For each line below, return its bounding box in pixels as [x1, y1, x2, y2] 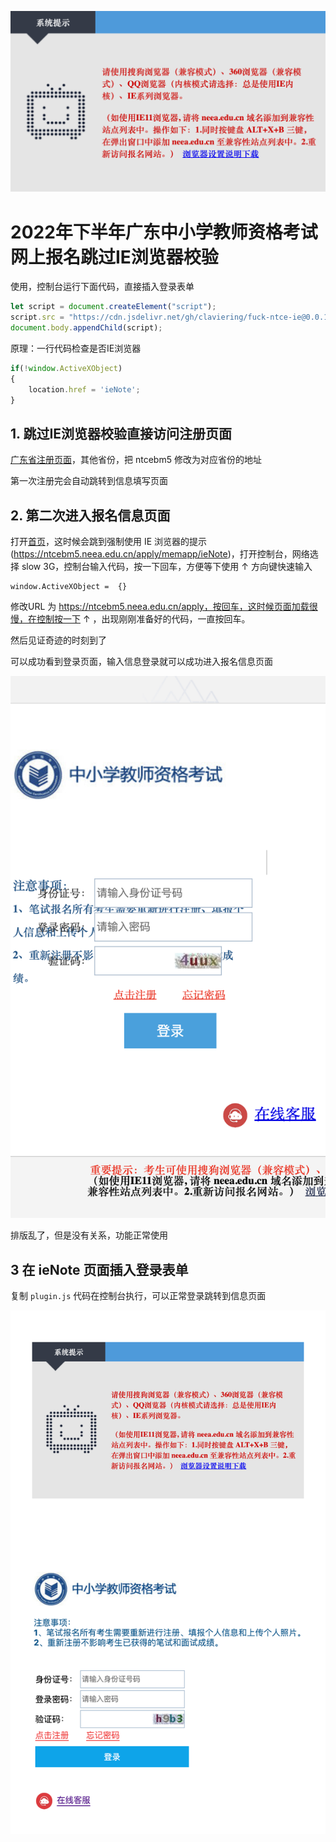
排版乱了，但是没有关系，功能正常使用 [10, 1229, 168, 1241]
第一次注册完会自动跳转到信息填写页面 [10, 475, 168, 487]
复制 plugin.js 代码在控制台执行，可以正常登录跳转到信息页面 [10, 1290, 267, 1302]
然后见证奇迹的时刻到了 [10, 634, 107, 646]
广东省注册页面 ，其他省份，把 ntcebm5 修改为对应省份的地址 [10, 454, 262, 466]
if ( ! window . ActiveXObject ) [10, 363, 123, 373]
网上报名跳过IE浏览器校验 [10, 246, 219, 268]
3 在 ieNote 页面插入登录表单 [10, 1261, 189, 1278]
